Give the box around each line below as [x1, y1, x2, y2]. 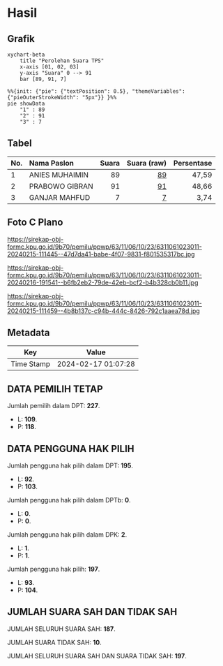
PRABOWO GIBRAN [29, 181, 93, 191]
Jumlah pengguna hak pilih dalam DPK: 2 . [7, 530, 128, 539]
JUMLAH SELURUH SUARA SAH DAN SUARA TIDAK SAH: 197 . [7, 651, 187, 660]
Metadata [7, 327, 50, 339]
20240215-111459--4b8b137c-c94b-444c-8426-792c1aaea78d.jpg [7, 306, 200, 315]
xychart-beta [7, 51, 45, 58]
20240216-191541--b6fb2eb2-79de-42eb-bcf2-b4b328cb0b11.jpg [7, 278, 199, 287]
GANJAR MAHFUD [29, 192, 91, 202]
